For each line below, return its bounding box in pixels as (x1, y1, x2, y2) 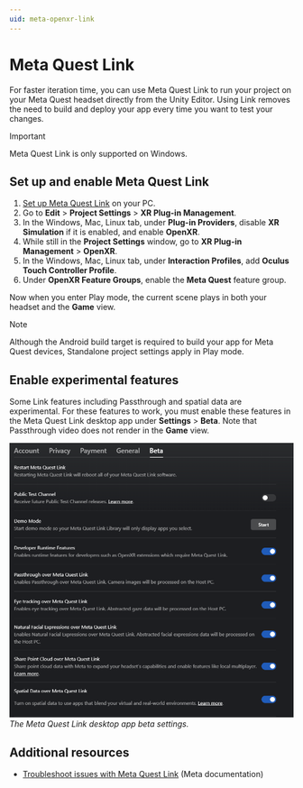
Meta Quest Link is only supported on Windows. (9, 148, 188, 159)
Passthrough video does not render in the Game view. (9, 425, 210, 436)
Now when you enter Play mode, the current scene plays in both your (9, 292, 268, 303)
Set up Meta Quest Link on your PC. (22, 198, 156, 209)
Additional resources (9, 745, 130, 760)
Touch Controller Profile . (22, 265, 117, 276)
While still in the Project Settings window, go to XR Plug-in (22, 236, 243, 247)
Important (9, 131, 46, 142)
